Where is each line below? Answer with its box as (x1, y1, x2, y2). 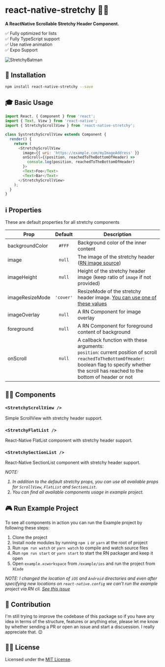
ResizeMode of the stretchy (78, 288, 141, 295)
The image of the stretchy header (78, 253, 155, 260)
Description (103, 231, 132, 238)
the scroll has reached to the (78, 367, 143, 374)
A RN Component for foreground (78, 322, 153, 329)
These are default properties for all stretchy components (5, 219, 120, 225)
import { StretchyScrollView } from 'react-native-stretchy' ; (5, 123, 135, 128)
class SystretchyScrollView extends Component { (5, 132, 107, 137)
